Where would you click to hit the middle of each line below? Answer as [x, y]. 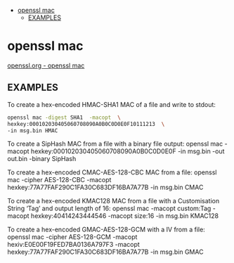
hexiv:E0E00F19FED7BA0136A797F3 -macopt [74, 245]
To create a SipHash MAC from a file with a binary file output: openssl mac [115, 144]
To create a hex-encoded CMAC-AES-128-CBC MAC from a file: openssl [112, 172]
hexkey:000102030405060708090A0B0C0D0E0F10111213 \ [86, 124]
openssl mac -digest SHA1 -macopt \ [64, 117]
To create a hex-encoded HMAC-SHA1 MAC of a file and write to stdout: [112, 104]
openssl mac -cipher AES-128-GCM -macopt [72, 237]
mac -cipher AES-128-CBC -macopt [59, 180]
